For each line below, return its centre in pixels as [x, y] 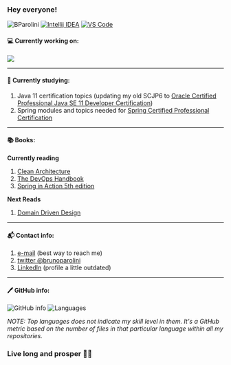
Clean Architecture [44, 171]
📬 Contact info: [31, 235]
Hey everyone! [32, 10]
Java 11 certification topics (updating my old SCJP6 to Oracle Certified [117, 96]
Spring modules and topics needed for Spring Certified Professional [113, 110]
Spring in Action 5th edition [56, 186]
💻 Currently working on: [43, 41]
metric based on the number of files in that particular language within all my [115, 329]
